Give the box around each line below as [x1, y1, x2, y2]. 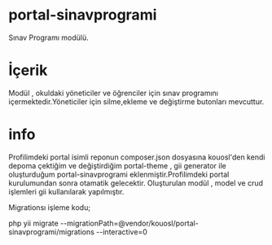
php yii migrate [8, 218, 59, 228]
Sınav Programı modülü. [8, 33, 90, 42]
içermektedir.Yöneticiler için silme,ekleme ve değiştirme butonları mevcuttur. [8, 96, 265, 107]
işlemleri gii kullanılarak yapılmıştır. [8, 186, 125, 196]
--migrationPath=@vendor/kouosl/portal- [59, 218, 200, 228]
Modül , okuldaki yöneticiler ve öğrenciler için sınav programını [8, 88, 218, 98]
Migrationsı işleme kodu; [8, 202, 91, 212]
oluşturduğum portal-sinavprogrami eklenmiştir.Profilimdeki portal [8, 169, 230, 179]
